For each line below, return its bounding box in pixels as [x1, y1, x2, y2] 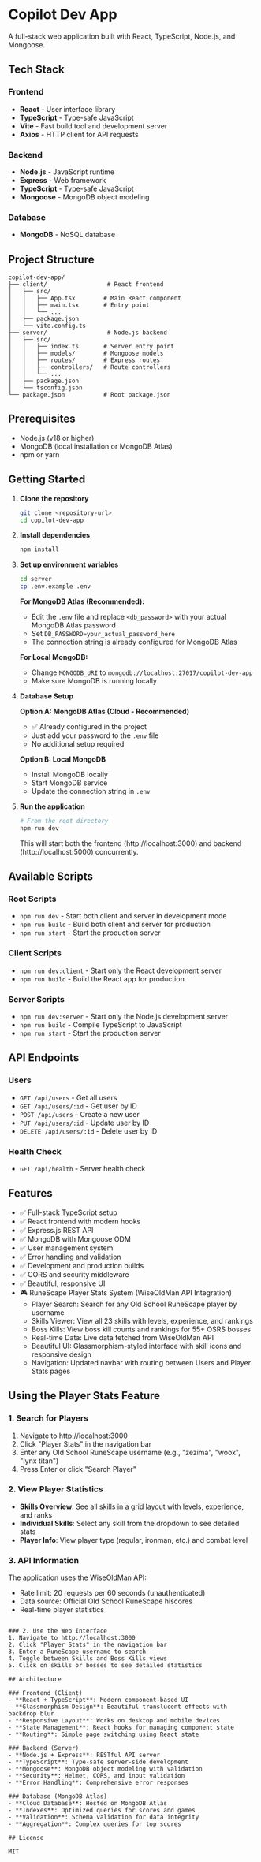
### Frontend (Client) [8, 1689, 83, 1697]
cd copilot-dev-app [19, 516, 84, 524]
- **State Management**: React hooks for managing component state [8, 1724, 235, 1732]
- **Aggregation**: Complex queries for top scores [8, 1820, 181, 1828]
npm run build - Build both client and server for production [19, 920, 211, 929]
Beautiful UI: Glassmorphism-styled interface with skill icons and [31, 1341, 242, 1350]
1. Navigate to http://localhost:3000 [8, 1634, 136, 1642]
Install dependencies [19, 531, 91, 540]
